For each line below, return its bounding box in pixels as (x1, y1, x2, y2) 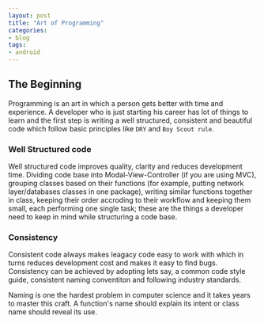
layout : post (8, 11, 51, 20)
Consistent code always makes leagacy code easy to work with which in (8, 250, 244, 260)
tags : (8, 41, 26, 49)
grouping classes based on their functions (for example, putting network (8, 179, 244, 188)
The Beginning (8, 78, 82, 91)
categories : (8, 26, 47, 34)
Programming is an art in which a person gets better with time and (8, 98, 224, 108)
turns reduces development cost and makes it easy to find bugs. (8, 258, 218, 268)
